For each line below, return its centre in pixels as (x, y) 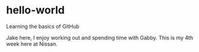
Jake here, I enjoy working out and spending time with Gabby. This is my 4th (100, 37)
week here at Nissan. (32, 44)
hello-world (36, 10)
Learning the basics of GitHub (43, 26)
